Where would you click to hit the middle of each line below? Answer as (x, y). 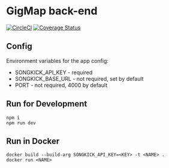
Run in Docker (33, 141)
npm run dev (21, 123)
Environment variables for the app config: (58, 60)
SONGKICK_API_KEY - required (54, 72)
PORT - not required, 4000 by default (61, 85)
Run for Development (47, 104)
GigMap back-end (52, 11)
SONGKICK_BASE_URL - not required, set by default (79, 78)
